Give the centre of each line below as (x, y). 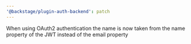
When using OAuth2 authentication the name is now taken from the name (96, 28)
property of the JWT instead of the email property (67, 34)
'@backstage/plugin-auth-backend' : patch (58, 11)
